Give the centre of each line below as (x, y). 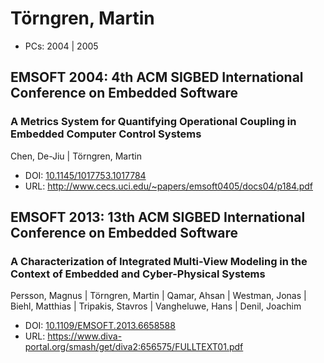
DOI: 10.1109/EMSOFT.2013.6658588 (100, 326)
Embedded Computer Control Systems (106, 134)
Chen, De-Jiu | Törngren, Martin (76, 156)
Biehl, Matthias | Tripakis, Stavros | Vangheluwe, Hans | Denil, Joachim (156, 306)
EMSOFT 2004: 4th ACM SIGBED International (157, 77)
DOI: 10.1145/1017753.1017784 (85, 175)
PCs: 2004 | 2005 (61, 46)
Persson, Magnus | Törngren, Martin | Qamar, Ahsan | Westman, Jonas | (158, 296)
